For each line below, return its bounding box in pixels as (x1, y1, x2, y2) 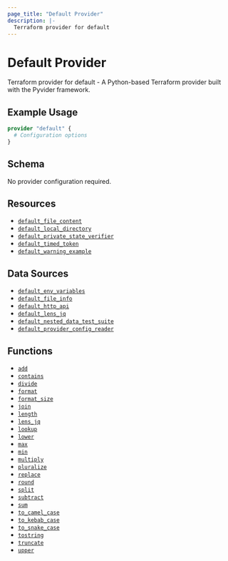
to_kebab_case (17, 517, 60, 524)
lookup (17, 426, 38, 433)
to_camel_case (17, 509, 60, 516)
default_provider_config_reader (17, 326, 114, 333)
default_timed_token (17, 240, 79, 248)
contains (17, 373, 44, 380)
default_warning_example (17, 248, 92, 255)
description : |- (7, 17, 56, 24)
